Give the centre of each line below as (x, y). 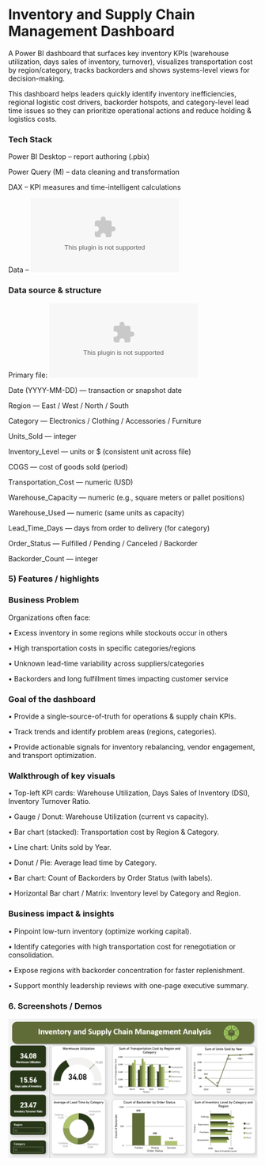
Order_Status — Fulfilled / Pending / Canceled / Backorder (103, 543)
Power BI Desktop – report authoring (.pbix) (79, 157)
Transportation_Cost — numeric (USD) (71, 482)
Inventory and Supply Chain (102, 15)
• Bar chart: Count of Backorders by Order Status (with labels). (110, 878)
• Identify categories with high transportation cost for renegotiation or (122, 946)
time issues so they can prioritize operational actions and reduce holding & (130, 110)
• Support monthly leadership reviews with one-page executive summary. (129, 985)
